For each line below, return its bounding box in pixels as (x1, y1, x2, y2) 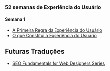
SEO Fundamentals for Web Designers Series (12, 60, 105, 66)
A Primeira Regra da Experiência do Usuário (12, 27, 103, 33)
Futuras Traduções (5, 47, 65, 56)
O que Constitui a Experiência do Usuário (12, 33, 97, 39)
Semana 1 (5, 16, 26, 22)
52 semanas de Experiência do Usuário (5, 4, 101, 11)
